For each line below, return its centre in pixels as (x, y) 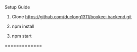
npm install (23, 26)
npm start (22, 36)
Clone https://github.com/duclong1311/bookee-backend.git (72, 17)
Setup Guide (17, 7)
